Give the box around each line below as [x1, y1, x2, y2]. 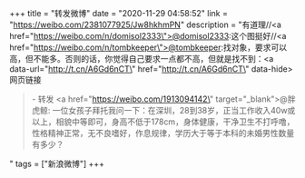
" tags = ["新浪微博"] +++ [9, 158, 105, 169]
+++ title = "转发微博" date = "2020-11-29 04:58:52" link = [9, 8, 229, 18]
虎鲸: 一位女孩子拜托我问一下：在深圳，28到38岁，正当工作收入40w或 [31, 105, 296, 115]
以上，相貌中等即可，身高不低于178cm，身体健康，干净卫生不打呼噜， [31, 116, 295, 127]
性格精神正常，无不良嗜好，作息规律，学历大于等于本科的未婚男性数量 [31, 128, 295, 138]
